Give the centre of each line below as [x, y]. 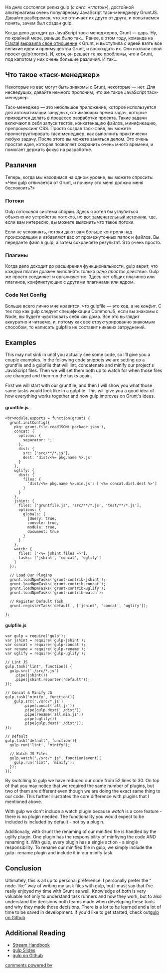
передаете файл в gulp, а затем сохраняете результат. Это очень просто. [83, 242]
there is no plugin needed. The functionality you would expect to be [75, 816]
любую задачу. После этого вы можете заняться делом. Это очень [77, 139]
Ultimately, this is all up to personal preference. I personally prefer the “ [78, 880]
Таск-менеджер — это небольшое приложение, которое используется [81, 107]
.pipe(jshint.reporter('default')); [52, 679]
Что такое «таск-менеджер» [53, 75]
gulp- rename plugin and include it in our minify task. [59, 852]
